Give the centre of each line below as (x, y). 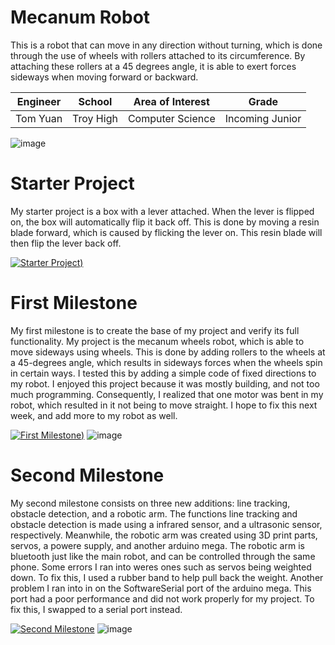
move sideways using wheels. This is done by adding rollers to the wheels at (168, 352)
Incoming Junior (263, 118)
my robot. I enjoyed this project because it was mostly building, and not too (165, 383)
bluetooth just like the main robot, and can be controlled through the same (163, 556)
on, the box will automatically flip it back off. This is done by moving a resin (165, 222)
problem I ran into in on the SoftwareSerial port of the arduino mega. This (161, 588)
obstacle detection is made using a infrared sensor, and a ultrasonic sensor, (166, 524)
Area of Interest (171, 101)
